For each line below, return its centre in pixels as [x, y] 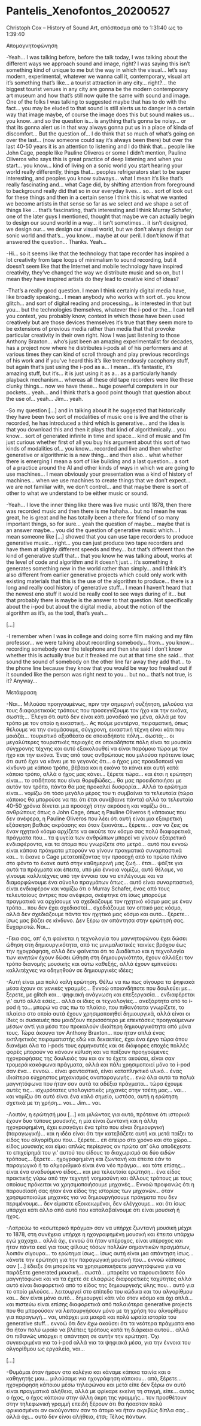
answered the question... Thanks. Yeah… [57, 241]
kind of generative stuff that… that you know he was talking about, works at [99, 555]
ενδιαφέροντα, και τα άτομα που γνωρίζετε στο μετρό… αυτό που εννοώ [97, 844]
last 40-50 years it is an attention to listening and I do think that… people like [100, 146]
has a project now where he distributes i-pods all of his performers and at [97, 348]
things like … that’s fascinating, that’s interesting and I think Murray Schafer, [99, 210]
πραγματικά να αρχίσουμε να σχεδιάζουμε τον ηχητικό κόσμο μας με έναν [99, 901]
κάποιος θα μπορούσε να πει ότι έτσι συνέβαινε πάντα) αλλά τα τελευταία [100, 799]
